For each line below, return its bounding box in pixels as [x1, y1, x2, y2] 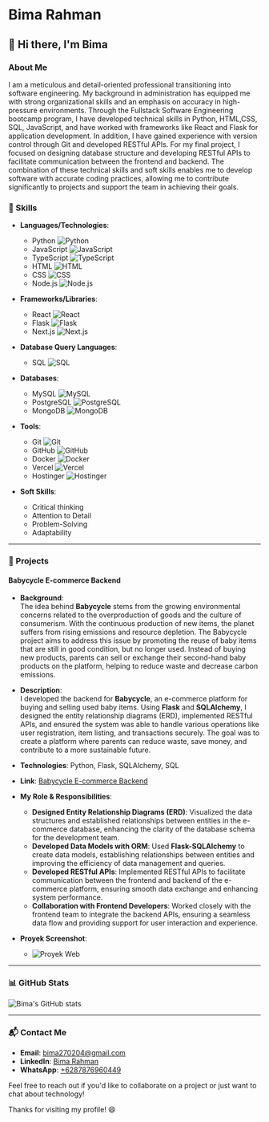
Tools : [19, 421, 42, 431]
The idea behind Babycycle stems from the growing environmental [19, 602, 241, 612]
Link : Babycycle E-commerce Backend [19, 776, 148, 786]
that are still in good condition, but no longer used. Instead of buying [19, 644, 247, 654]
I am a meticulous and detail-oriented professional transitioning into [8, 79, 231, 89]
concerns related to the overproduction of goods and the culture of [19, 610, 242, 620]
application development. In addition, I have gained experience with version [8, 131, 258, 140]
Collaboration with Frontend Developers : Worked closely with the [31, 901, 251, 911]
